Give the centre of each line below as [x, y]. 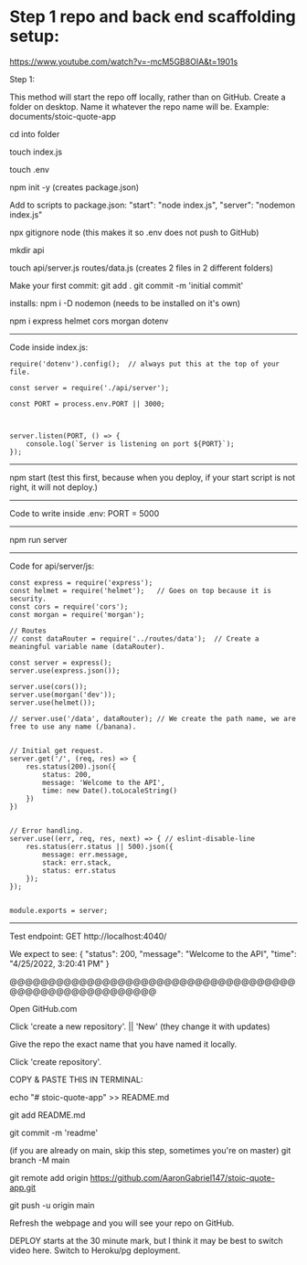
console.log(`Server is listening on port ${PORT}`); [130, 444]
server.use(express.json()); [65, 670]
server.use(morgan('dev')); [63, 695]
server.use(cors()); [49, 686]
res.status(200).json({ [71, 766]
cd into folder [35, 133]
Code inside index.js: [49, 347]
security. [28, 599]
